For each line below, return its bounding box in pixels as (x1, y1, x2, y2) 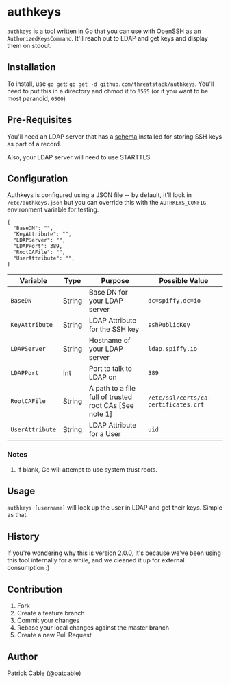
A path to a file (88, 384, 136, 394)
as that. (7, 511, 29, 519)
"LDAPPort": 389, (13, 243, 63, 250)
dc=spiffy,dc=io (148, 297, 201, 305)
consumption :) (7, 564, 50, 572)
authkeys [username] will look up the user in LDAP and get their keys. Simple (7, 503, 222, 512)
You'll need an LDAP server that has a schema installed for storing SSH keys (7, 132, 222, 141)
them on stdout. (7, 41, 52, 49)
